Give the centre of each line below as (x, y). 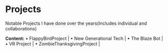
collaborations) (21, 28)
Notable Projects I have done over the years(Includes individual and (76, 23)
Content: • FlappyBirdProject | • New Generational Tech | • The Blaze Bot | (84, 38)
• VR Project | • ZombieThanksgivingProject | (53, 43)
